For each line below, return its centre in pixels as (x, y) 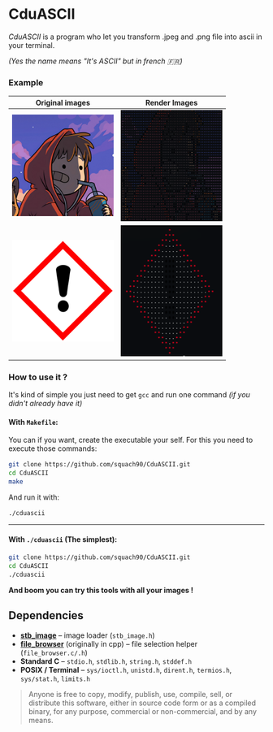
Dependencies (46, 615)
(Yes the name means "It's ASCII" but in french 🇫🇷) (95, 61)
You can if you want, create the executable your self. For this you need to (131, 440)
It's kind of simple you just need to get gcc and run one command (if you (129, 395)
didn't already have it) (45, 404)
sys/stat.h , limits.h (55, 678)
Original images (63, 102)
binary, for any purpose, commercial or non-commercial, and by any (143, 711)
